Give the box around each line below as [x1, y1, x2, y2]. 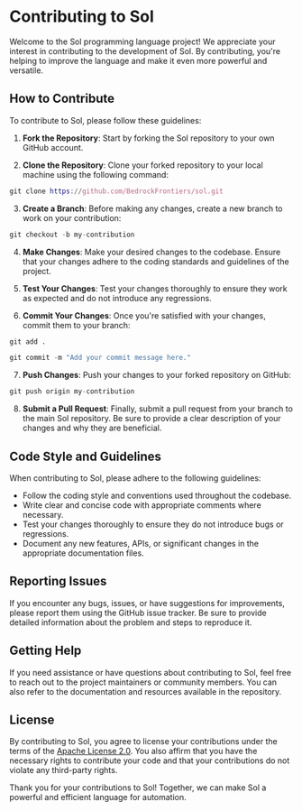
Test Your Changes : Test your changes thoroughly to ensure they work [22, 282, 288, 294]
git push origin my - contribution [9, 387, 135, 396]
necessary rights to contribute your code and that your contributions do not [9, 755, 290, 766]
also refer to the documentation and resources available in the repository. [9, 686, 282, 696]
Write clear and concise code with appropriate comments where [22, 499, 261, 511]
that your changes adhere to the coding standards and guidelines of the [22, 255, 290, 267]
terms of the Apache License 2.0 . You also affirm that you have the [9, 746, 258, 757]
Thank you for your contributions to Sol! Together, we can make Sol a [9, 782, 267, 793]
